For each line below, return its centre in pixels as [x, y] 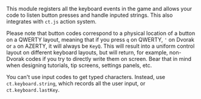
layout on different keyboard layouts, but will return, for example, [87, 53]
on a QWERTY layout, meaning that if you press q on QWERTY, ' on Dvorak [100, 40]
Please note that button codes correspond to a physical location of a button [101, 33]
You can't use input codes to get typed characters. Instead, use [86, 77]
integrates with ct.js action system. [52, 21]
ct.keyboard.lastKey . [33, 90]
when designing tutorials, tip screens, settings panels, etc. [79, 65]
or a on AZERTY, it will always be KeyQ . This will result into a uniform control [101, 46]
